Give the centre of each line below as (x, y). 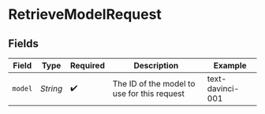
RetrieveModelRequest (85, 15)
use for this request (149, 94)
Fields (24, 44)
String (51, 88)
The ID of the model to (154, 84)
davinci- (223, 88)
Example (230, 66)
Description (156, 66)
